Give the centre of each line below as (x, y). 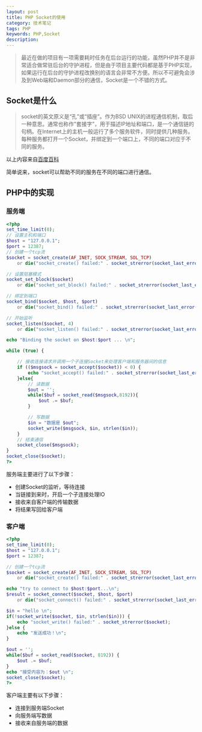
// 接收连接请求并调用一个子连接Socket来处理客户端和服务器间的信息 (92, 362)
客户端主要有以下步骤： (35, 695)
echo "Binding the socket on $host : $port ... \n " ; (71, 340)
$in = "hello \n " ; (29, 611)
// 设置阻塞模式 (24, 274)
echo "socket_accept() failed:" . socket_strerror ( (94, 373)
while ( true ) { (25, 351)
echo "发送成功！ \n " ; (42, 633)
